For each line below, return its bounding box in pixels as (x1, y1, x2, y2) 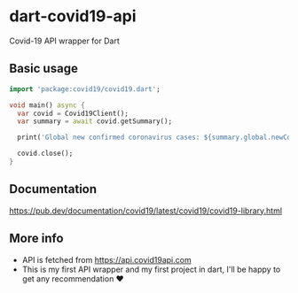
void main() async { (9, 100, 86, 110)
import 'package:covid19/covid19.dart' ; (9, 84, 161, 94)
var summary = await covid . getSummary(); (17, 117, 173, 126)
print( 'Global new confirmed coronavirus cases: (17, 133, 200, 143)
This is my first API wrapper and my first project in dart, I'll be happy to (21, 264, 281, 274)
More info (9, 231, 64, 246)
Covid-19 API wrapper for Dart (9, 35, 120, 46)
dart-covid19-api (9, 6, 137, 27)
